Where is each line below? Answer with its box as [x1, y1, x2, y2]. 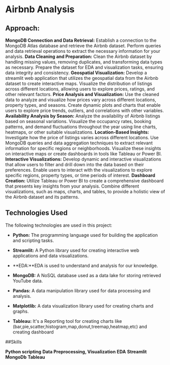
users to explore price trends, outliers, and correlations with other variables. [5, 108, 164, 113]
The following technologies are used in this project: [5, 222, 113, 228]
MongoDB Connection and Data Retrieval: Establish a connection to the [5, 37, 157, 43]
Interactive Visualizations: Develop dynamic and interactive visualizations [5, 156, 161, 162]
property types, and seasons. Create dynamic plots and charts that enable [5, 102, 161, 108]
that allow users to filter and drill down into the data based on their [5, 162, 144, 167]
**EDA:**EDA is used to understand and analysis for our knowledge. [12, 262, 158, 268]
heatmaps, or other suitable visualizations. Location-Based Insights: [5, 129, 149, 135]
